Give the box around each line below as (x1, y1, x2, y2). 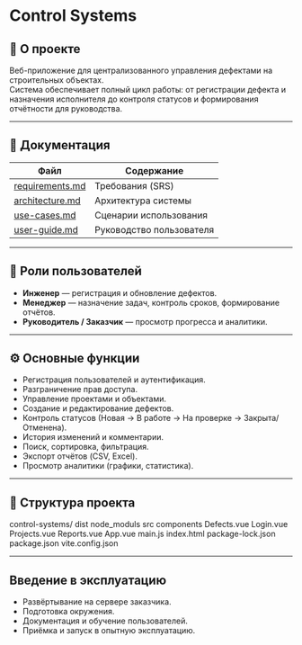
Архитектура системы (93, 194, 191, 207)
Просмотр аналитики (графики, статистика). (22, 461, 194, 471)
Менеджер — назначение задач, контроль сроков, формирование (22, 297, 280, 308)
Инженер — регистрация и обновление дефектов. (22, 287, 218, 298)
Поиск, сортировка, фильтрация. (22, 442, 149, 452)
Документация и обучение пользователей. (22, 615, 189, 626)
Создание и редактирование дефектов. (22, 403, 174, 414)
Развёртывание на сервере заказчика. (22, 596, 173, 607)
